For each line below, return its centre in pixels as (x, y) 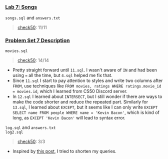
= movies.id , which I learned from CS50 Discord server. (70, 91)
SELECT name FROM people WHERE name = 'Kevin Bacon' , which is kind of (86, 112)
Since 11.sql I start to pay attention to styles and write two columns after (87, 80)
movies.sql (16, 51)
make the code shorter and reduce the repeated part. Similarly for (80, 101)
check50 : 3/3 (31, 141)
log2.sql (14, 132)
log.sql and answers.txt (30, 127)
